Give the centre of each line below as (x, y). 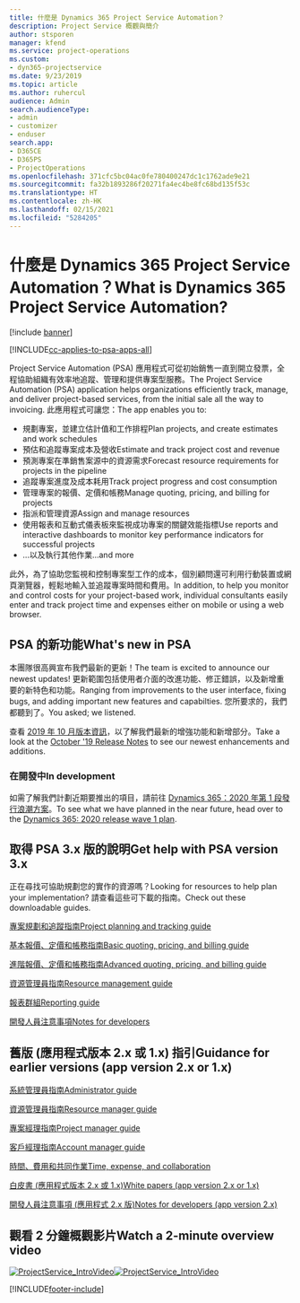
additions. (28, 751)
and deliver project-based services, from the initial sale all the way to (137, 398)
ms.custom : (30, 59)
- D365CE (26, 151)
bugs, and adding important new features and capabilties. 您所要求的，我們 (149, 702)
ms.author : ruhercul (48, 92)
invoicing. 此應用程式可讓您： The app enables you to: (108, 409)
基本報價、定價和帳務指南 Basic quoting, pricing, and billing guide (129, 945)
